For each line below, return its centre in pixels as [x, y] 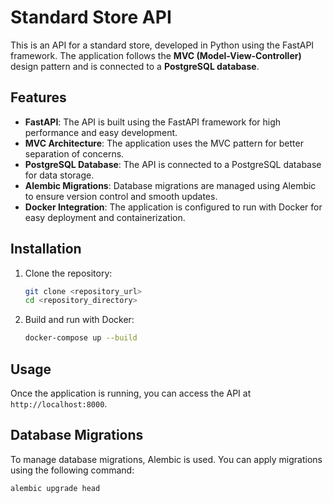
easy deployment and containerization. [105, 217]
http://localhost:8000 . [59, 404]
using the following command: [72, 470]
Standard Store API [91, 17]
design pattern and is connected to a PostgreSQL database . [135, 66]
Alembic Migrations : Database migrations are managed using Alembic [170, 185]
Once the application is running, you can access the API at [131, 393]
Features [38, 97]
